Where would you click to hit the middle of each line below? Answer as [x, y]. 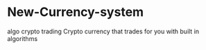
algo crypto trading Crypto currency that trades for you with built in [103, 31]
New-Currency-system [76, 12]
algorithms [23, 38]
